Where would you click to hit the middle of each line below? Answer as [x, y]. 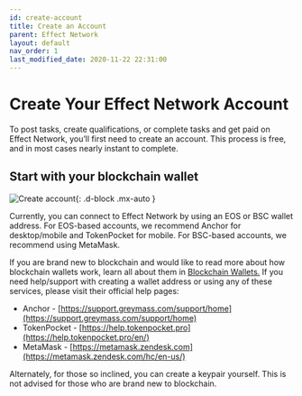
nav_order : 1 [34, 51]
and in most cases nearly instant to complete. [94, 148]
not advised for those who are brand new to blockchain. [113, 383]
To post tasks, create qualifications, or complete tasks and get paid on [140, 129]
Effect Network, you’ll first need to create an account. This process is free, [148, 138]
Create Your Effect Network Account [149, 104]
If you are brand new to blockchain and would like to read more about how [147, 262]
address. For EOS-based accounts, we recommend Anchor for [125, 226]
